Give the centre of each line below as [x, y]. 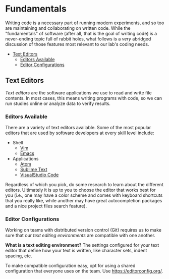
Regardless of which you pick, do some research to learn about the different [84, 185]
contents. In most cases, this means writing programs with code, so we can [84, 98]
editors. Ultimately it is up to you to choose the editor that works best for [80, 190]
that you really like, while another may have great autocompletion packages [84, 201]
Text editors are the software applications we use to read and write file [79, 93]
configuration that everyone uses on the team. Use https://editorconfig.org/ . [84, 271]
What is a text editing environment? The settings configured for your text [82, 245]
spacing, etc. [19, 256]
